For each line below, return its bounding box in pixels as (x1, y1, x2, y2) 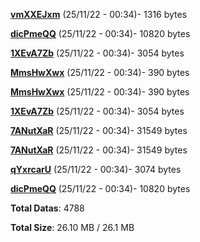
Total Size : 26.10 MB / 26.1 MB (10, 222, 135, 233)
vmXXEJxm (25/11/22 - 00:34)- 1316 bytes (10, 9, 188, 20)
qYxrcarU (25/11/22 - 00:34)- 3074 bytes (10, 164, 182, 175)
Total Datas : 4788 (10, 202, 85, 214)
